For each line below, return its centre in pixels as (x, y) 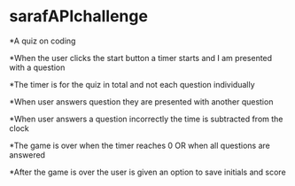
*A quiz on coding (43, 41)
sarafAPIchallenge (79, 16)
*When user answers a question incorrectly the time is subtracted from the (146, 119)
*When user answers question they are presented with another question (141, 101)
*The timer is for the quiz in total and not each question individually (132, 84)
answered (27, 155)
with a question (37, 67)
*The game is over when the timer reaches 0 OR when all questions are (140, 145)
